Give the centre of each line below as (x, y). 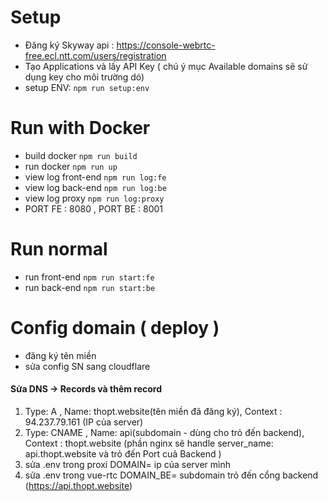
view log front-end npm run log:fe (95, 177)
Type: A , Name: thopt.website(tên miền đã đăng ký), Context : (153, 411)
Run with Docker (80, 128)
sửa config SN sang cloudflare (87, 366)
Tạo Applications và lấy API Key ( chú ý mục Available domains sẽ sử (166, 66)
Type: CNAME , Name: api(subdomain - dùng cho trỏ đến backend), (164, 432)
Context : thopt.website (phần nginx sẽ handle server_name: (149, 443)
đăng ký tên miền (60, 355)
